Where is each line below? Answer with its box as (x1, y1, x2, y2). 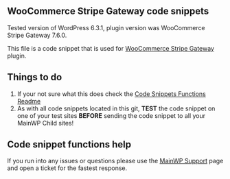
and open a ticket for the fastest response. (7, 164, 128, 172)
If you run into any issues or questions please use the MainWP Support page (7, 157, 224, 165)
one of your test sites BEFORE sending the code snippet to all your (16, 111, 206, 119)
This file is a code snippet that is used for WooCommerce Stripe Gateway (7, 44, 215, 52)
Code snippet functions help (7, 139, 132, 150)
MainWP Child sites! (16, 119, 74, 127)
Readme (16, 97, 41, 105)
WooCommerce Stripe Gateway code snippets (7, 5, 209, 17)
